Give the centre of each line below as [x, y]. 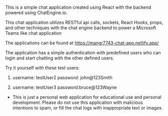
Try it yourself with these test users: [43, 68]
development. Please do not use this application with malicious [78, 102]
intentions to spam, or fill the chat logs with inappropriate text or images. [88, 108]
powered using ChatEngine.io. [36, 13]
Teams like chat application [33, 33]
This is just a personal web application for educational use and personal [87, 97]
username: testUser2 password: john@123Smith [62, 77]
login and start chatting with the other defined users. [60, 58]
